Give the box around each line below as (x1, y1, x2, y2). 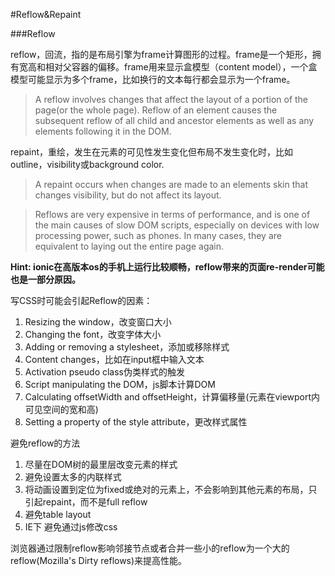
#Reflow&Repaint (10, 9, 82, 20)
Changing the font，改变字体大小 (24, 329, 162, 340)
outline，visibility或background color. (10, 159, 165, 170)
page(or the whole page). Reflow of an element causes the (34, 104, 278, 116)
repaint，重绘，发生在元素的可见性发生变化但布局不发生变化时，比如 (10, 146, 294, 158)
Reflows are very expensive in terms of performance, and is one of (34, 209, 311, 220)
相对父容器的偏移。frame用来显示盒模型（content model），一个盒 (44, 61, 318, 73)
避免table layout (24, 509, 92, 520)
